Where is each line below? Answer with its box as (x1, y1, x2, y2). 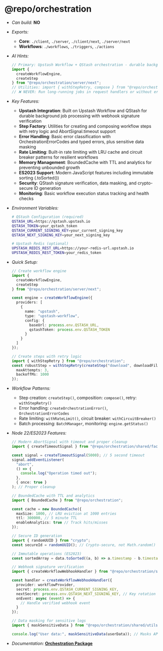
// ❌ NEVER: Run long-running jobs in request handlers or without (11, 90, 152, 94)
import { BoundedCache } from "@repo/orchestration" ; (11, 498, 123, 503)
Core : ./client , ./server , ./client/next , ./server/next (18, 38, 130, 44)
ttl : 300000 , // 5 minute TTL (16, 516, 77, 521)
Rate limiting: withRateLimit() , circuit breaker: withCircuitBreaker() (18, 416, 156, 421)
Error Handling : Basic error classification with (18, 134, 111, 140)
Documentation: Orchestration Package (11, 640, 93, 646)
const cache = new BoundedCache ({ (11, 506, 82, 511)
